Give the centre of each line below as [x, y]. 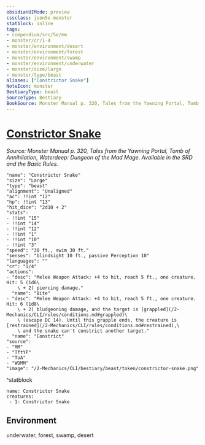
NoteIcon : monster [30, 87]
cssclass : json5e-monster [39, 18]
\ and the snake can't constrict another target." [83, 331]
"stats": [17, 212]
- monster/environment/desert [45, 47]
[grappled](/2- [160, 309]
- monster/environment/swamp [44, 58]
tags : [13, 29]
